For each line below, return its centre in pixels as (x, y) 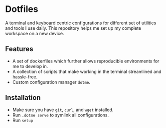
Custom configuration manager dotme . (51, 82)
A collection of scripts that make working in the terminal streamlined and (87, 71)
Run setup (23, 120)
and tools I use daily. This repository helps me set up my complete (73, 28)
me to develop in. (30, 66)
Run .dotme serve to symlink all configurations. (60, 115)
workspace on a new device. (35, 33)
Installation (23, 98)
